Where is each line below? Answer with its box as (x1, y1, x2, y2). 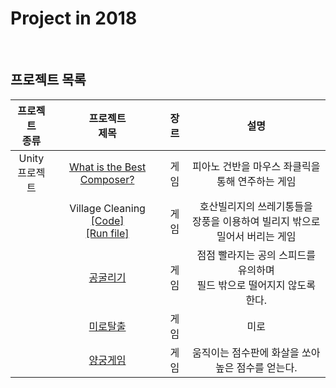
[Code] (90, 213, 125, 227)
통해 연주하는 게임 (216, 174, 297, 188)
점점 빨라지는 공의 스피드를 (196, 248, 317, 262)
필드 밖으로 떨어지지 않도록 (196, 278, 317, 292)
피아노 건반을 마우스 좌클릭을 (192, 159, 321, 173)
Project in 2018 (10, 7, 138, 30)
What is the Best (68, 160, 147, 174)
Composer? (79, 172, 135, 186)
